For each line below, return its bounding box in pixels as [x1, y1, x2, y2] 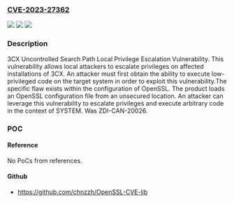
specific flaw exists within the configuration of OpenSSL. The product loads [7, 84, 225, 92]
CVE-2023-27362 [7, 5, 70, 15]
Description [7, 39, 48, 49]
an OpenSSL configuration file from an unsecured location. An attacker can [7, 92, 224, 100]
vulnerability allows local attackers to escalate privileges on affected [7, 62, 204, 70]
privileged [7, 76, 36, 85]
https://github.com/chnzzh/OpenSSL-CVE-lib [17, 188, 148, 196]
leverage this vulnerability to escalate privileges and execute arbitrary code [7, 99, 224, 107]
